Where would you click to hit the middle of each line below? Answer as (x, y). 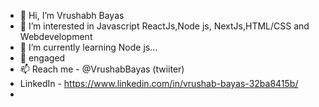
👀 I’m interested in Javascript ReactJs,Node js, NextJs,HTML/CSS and (164, 26)
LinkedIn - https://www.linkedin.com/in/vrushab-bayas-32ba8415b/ (159, 83)
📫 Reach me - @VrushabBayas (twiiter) (102, 69)
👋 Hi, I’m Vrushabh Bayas (72, 15)
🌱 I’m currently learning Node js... (88, 47)
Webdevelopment (56, 36)
